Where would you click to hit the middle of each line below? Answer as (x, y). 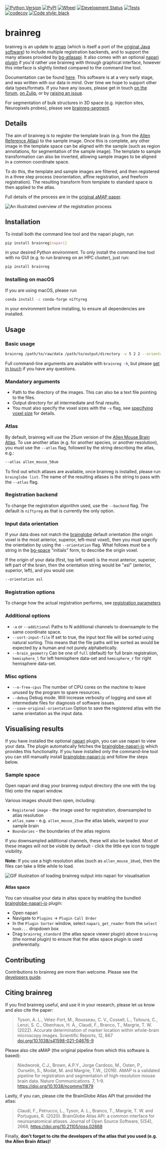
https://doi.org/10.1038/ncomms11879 (55, 1086)
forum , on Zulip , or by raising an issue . (44, 93)
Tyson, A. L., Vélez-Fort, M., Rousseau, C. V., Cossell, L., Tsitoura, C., (87, 1019)
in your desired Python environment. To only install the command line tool (80, 252)
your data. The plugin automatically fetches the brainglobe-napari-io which (82, 746)
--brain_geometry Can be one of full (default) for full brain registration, (85, 653)
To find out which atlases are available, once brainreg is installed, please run (83, 471)
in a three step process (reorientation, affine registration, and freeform (77, 176)
